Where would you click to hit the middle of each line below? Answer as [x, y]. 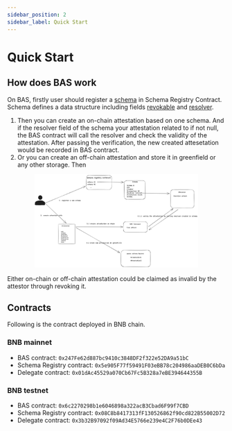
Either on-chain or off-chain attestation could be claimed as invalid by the [112, 278]
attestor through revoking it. [47, 286]
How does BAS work [52, 83]
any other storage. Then [52, 164]
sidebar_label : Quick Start [48, 22]
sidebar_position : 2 [37, 15]
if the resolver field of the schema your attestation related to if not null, [118, 128]
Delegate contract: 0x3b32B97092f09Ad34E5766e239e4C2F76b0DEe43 [110, 420]
